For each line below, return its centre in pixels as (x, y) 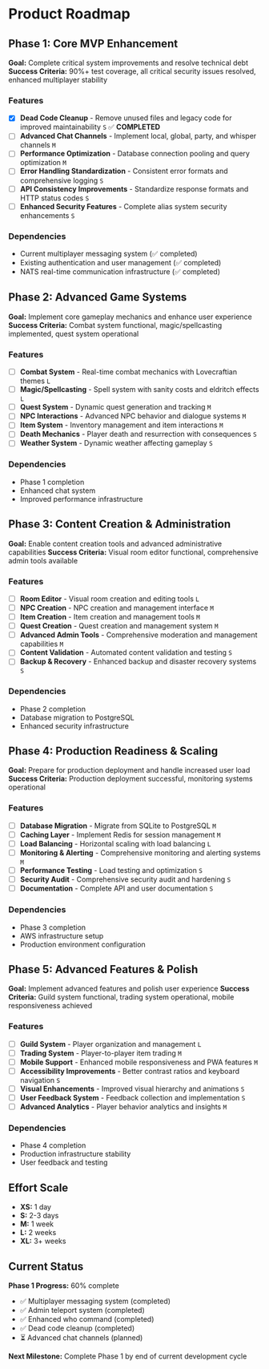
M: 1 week (37, 1224)
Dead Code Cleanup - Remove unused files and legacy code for (126, 118)
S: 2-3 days (39, 1216)
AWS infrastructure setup (62, 935)
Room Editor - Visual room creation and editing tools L (110, 599)
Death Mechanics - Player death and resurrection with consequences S (139, 434)
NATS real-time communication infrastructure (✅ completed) (120, 271)
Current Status (46, 1266)
